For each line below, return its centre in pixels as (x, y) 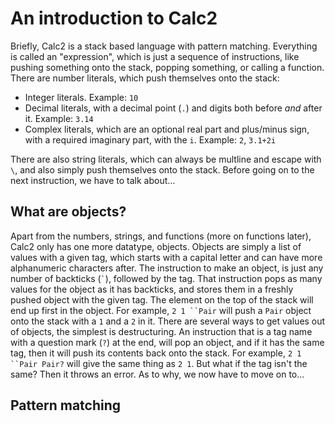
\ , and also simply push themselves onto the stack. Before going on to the (162, 169)
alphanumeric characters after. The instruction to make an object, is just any (167, 268)
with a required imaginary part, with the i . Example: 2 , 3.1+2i (150, 139)
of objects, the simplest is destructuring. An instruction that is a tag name (161, 331)
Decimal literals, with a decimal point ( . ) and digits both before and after (173, 108)
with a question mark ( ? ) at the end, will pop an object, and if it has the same (167, 342)
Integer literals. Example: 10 (81, 97)
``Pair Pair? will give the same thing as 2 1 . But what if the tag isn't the (159, 363)
